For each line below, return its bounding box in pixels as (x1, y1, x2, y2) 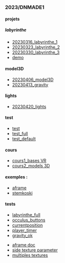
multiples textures (12, 252, 49, 258)
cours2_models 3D (12, 163, 50, 169)
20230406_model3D (12, 77, 54, 82)
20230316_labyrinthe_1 (12, 39, 58, 45)
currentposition (12, 222, 43, 228)
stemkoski (12, 190, 33, 196)
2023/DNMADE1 (5, 4, 45, 11)
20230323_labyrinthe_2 (12, 44, 60, 50)
